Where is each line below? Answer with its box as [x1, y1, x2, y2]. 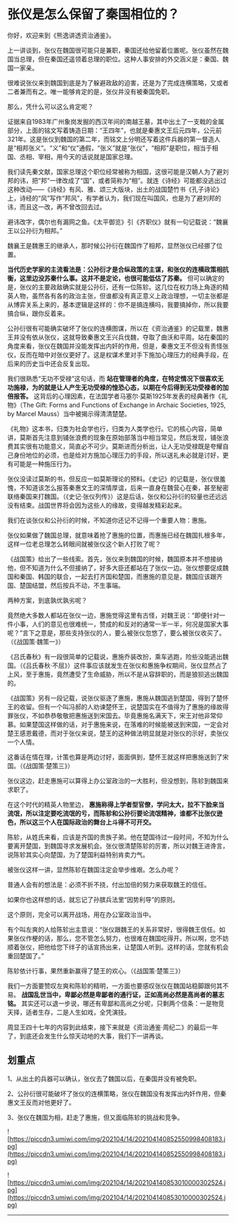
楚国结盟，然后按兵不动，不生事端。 [19, 581, 124, 589]
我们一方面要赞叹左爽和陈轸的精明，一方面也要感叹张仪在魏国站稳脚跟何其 [7, 981, 223, 990]
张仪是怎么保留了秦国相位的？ [7, 6, 181, 23]
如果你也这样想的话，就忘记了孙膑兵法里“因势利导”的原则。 [7, 895, 179, 903]
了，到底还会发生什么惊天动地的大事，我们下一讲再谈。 [7, 1031, 167, 1040]
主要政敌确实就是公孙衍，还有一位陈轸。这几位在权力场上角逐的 [37, 282, 223, 291]
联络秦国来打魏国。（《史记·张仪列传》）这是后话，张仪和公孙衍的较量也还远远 [7, 492, 228, 501]
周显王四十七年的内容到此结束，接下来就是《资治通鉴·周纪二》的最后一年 [7, 1022, 219, 1031]
